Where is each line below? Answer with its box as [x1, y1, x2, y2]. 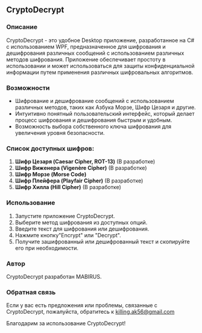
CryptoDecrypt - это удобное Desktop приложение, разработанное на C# [6, 36, 195, 44]
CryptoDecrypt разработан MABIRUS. [6, 273, 102, 280]
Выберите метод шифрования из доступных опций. [14, 219, 148, 226]
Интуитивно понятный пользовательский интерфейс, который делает [14, 110, 195, 117]
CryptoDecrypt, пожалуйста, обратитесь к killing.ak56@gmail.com [6, 308, 175, 316]
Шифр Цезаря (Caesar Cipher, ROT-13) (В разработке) [14, 158, 156, 165]
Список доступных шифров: [6, 144, 95, 152]
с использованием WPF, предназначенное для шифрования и [6, 43, 166, 50]
